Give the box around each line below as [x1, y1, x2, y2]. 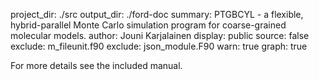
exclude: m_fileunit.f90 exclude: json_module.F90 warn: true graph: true [10, 40, 308, 52]
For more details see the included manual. [10, 60, 183, 71]
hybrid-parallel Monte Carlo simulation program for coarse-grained [10, 19, 287, 31]
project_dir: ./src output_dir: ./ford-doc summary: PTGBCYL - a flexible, [10, 9, 304, 20]
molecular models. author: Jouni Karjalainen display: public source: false [10, 30, 310, 41]
